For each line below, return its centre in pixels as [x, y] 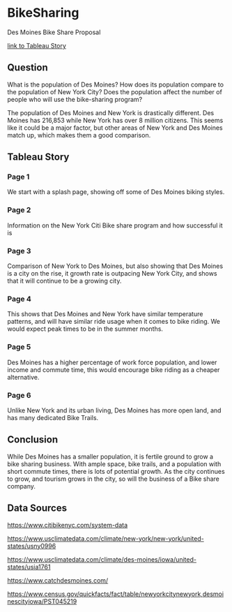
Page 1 [18, 177]
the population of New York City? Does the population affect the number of [115, 91]
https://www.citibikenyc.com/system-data [68, 525]
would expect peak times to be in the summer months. [85, 329]
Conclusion [33, 440]
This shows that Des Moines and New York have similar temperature [105, 314]
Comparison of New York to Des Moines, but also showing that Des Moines [115, 266]
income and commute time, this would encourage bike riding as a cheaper [114, 370]
